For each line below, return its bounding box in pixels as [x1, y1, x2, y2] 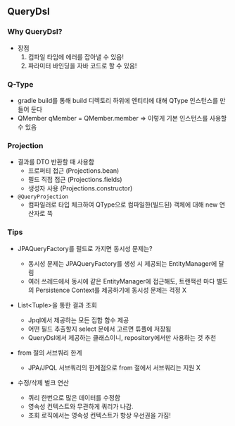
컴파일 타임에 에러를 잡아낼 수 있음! [27, 52, 125, 61]
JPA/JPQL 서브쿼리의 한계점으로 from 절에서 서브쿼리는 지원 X [27, 363, 201, 372]
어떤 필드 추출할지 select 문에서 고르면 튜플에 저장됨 [27, 324, 172, 333]
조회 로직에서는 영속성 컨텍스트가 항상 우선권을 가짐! [27, 410, 171, 419]
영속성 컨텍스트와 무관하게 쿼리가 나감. [27, 402, 134, 410]
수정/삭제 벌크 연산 [17, 378, 69, 387]
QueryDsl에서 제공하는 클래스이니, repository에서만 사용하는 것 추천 [27, 333, 217, 341]
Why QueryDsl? [7, 27, 63, 37]
